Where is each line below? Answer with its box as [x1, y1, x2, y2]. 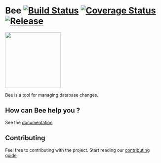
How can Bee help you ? [5, 107, 80, 115]
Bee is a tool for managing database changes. [5, 92, 99, 98]
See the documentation [5, 119, 53, 125]
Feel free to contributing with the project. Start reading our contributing [5, 147, 150, 153]
